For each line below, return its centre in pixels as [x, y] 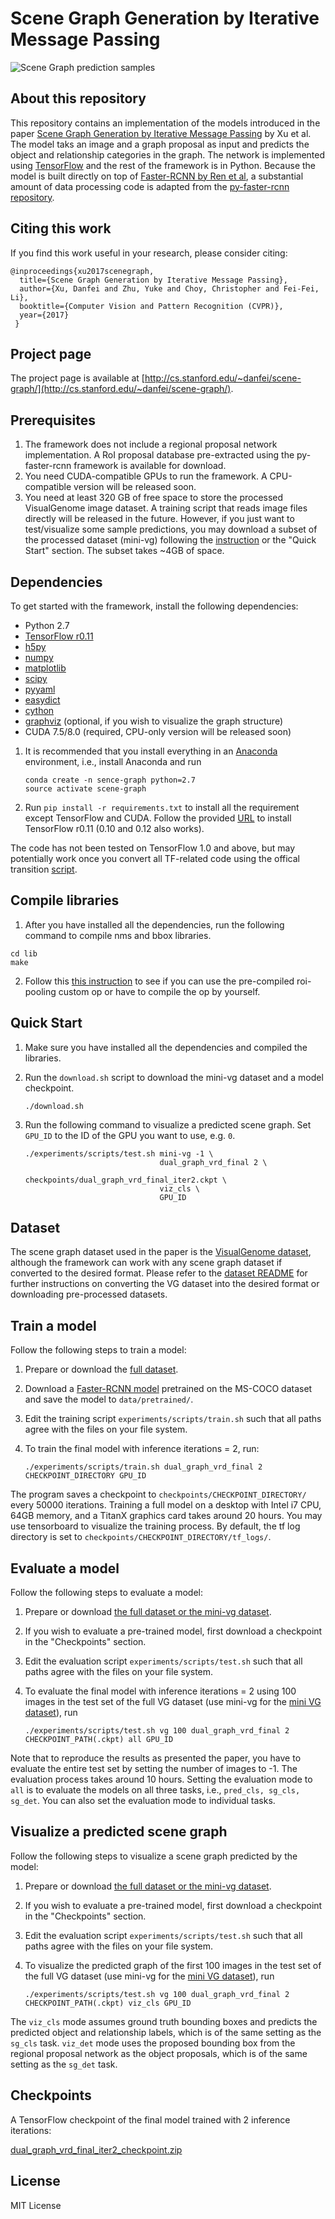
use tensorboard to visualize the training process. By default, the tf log [155, 1526]
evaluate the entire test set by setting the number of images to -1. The [154, 1769]
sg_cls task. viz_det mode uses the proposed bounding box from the [153, 2043]
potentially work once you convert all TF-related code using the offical [155, 858]
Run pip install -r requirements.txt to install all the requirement [162, 807]
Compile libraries [65, 900]
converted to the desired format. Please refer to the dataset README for [159, 1273]
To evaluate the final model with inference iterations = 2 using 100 [160, 1691]
